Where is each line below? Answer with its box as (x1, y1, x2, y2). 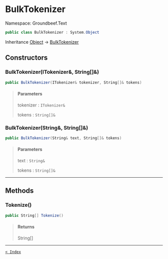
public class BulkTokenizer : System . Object (5, 30, 99, 35)
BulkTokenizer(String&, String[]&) (5, 124, 88, 131)
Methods (5, 187, 34, 195)
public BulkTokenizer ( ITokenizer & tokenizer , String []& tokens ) (5, 80, 142, 85)
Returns (17, 224, 35, 230)
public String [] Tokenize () (5, 213, 64, 218)
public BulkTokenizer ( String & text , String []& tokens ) (5, 136, 122, 141)
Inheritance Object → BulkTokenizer (5, 39, 79, 45)
